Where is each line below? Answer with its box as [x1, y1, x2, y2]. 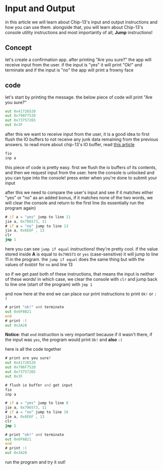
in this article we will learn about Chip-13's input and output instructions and [5, 19, 158, 25]
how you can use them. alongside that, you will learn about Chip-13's [5, 24, 144, 30]
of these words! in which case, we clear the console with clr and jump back [5, 277, 158, 282]
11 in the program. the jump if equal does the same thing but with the [5, 256, 145, 262]
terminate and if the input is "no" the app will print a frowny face [5, 67, 134, 73]
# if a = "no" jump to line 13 [5, 223, 69, 229]
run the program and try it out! [5, 459, 66, 465]
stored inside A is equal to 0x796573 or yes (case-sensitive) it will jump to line [5, 251, 159, 257]
